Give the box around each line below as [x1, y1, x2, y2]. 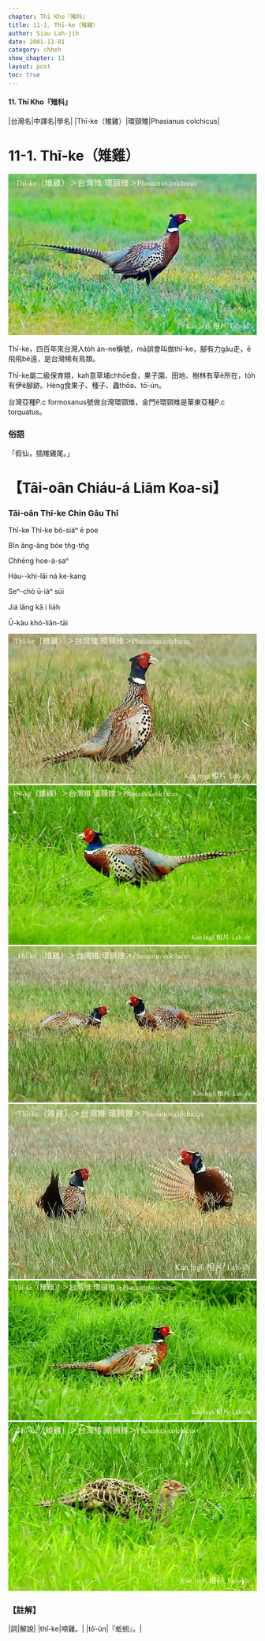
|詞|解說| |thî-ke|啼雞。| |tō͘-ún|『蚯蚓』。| [8, 1624, 142, 1634]
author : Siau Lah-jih [8, 29, 80, 37]
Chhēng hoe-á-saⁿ [8, 556, 69, 565]
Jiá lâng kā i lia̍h [8, 602, 61, 612]
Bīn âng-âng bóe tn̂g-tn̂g [8, 541, 89, 550]
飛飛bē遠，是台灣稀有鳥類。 [8, 354, 100, 364]
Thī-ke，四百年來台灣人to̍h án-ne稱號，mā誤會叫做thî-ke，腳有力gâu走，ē [8, 344, 252, 354]
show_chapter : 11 [8, 54, 65, 62]
